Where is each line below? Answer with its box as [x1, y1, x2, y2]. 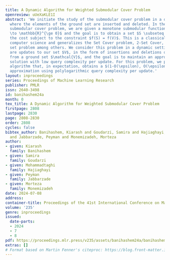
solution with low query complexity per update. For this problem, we [10, 59, 162, 64]
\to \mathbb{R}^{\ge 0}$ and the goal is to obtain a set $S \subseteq [10, 31, 164, 36]
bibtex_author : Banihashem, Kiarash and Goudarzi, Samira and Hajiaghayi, [5, 129, 166, 135]
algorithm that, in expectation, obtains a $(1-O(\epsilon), [10, 64, 142, 69]
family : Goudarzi [10, 158, 47, 163]
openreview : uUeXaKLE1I [5, 12, 56, 17]
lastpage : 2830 [5, 111, 37, 116]
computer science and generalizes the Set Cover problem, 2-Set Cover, [10, 40, 164, 46]
